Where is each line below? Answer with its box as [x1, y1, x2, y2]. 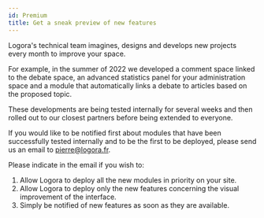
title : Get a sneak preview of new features [8, 19, 157, 27]
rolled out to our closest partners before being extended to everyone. [8, 113, 233, 122]
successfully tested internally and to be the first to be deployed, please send [8, 136, 257, 146]
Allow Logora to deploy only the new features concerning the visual [19, 183, 240, 193]
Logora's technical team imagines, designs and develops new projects [8, 40, 237, 50]
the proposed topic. [8, 89, 73, 98]
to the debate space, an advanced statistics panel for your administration [8, 72, 246, 82]
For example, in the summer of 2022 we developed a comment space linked [8, 64, 255, 73]
